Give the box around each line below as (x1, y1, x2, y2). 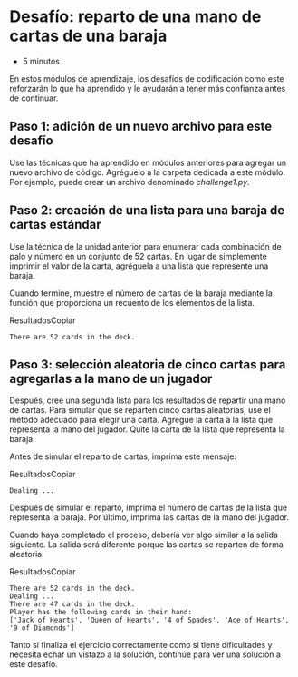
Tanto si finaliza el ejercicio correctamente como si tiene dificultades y (9, 640, 273, 651)
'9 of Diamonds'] (9, 623, 75, 633)
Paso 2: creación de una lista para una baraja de (9, 202, 285, 219)
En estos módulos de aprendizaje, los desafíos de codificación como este (9, 73, 284, 83)
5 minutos (22, 55, 61, 66)
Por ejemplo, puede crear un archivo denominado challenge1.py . (9, 176, 251, 187)
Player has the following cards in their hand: (9, 608, 193, 617)
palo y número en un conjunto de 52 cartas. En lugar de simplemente (9, 250, 267, 261)
